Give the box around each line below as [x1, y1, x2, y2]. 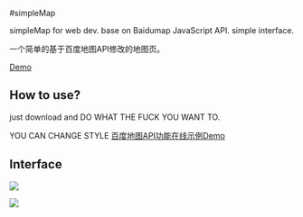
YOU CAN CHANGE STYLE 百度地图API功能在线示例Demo [9, 130, 226, 140]
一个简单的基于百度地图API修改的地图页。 [9, 44, 166, 54]
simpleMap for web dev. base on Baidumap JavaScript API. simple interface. [9, 25, 295, 35]
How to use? [9, 87, 81, 103]
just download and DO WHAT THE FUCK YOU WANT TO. [9, 112, 221, 122]
